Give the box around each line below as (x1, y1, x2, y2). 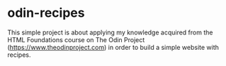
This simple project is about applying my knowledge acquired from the (7, 28, 213, 37)
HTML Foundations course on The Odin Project (7, 35, 145, 44)
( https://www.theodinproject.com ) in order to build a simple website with (7, 43, 220, 51)
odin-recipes (7, 5, 85, 21)
